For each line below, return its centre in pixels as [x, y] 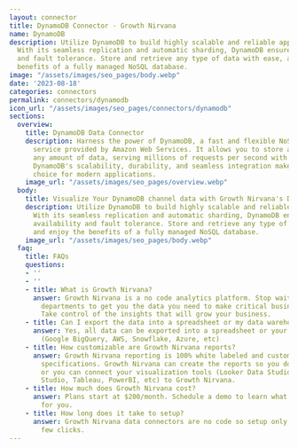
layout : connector [43, 17]
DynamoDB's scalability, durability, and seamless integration [152, 166]
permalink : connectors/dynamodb [69, 100]
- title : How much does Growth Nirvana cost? [111, 389]
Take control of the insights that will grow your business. [157, 314]
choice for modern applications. [94, 174]
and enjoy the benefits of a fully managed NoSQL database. [146, 232]
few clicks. [63, 430]
